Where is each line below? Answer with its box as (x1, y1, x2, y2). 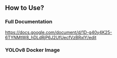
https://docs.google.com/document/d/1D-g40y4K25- (5, 29, 112, 35)
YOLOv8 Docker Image (5, 46, 60, 53)
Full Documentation (5, 18, 53, 25)
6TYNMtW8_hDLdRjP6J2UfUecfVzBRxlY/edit (5, 34, 97, 40)
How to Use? (5, 4, 44, 12)
